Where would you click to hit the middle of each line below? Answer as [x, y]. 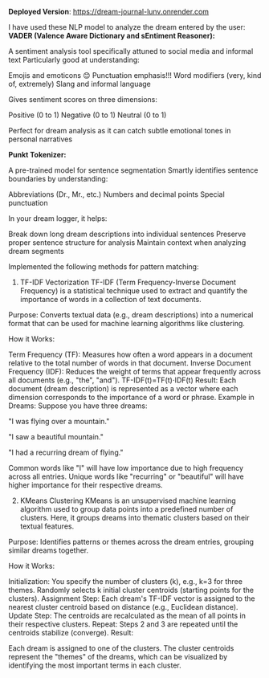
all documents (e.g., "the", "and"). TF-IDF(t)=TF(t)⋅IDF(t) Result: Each [122, 380]
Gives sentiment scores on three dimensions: [83, 99]
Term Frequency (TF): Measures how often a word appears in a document [130, 354]
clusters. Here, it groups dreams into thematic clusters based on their [134, 518]
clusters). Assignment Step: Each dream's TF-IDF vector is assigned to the [132, 598]
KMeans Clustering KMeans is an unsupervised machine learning [128, 500]
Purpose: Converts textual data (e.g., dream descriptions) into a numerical [131, 315]
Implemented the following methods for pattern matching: [104, 267]
